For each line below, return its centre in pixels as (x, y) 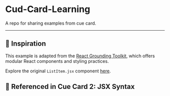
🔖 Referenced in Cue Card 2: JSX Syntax (70, 87)
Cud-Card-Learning (48, 9)
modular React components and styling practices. (57, 61)
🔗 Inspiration (26, 44)
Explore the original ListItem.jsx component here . (58, 71)
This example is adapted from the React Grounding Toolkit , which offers (80, 56)
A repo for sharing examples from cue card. (51, 23)
